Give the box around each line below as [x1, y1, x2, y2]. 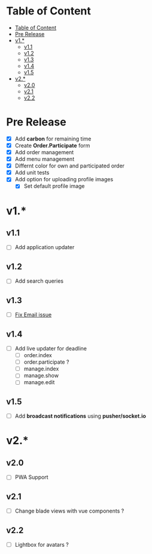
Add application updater [14, 244, 75, 251]
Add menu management [14, 155, 75, 163]
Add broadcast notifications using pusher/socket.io [14, 412, 147, 420]
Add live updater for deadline [14, 345, 87, 352]
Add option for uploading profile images [14, 176, 114, 183]
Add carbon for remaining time [14, 135, 92, 142]
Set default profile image [23, 182, 85, 190]
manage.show [23, 372, 59, 379]
